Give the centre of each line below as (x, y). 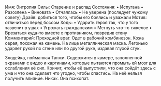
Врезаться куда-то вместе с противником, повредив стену (66, 33)
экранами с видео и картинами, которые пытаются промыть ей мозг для (81, 63)
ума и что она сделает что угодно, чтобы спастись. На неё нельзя (73, 73)
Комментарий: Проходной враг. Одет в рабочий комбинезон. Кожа (74, 38)
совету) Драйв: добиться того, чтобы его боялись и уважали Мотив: (76, 17)
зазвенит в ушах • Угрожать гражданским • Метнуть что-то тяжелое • (79, 28)
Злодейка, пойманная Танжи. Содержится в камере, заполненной (74, 58)
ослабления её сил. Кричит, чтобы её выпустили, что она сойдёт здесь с (80, 68)
